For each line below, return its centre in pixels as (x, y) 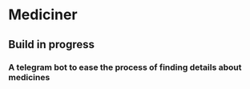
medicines (29, 77)
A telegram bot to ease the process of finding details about (125, 67)
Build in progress (51, 44)
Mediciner (43, 15)
